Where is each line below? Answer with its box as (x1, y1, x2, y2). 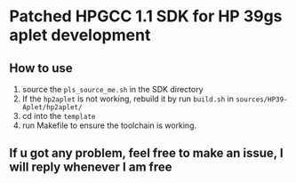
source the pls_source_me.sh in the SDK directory (21, 84, 204, 94)
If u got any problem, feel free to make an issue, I (9, 146, 284, 161)
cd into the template (21, 111, 96, 121)
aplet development (9, 25, 151, 45)
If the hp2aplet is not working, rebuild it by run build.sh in (21, 93, 234, 104)
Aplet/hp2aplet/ (21, 103, 83, 112)
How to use (9, 60, 73, 76)
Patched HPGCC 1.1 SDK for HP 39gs (9, 6, 283, 27)
